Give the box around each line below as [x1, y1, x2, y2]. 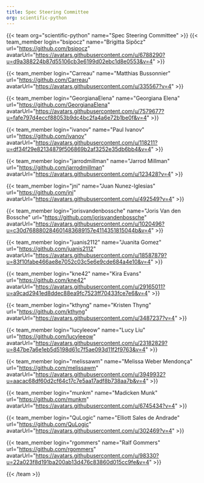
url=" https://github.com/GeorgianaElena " [6, 101, 110, 108]
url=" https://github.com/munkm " [6, 395, 89, 403]
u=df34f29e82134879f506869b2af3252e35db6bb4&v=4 [6, 145, 151, 153]
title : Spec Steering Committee [6, 9, 89, 15]
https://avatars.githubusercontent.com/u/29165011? [36, 283, 165, 290]
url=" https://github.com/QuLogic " [6, 420, 92, 428]
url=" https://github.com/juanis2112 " [6, 245, 96, 252]
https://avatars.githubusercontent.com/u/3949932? [36, 370, 166, 378]
